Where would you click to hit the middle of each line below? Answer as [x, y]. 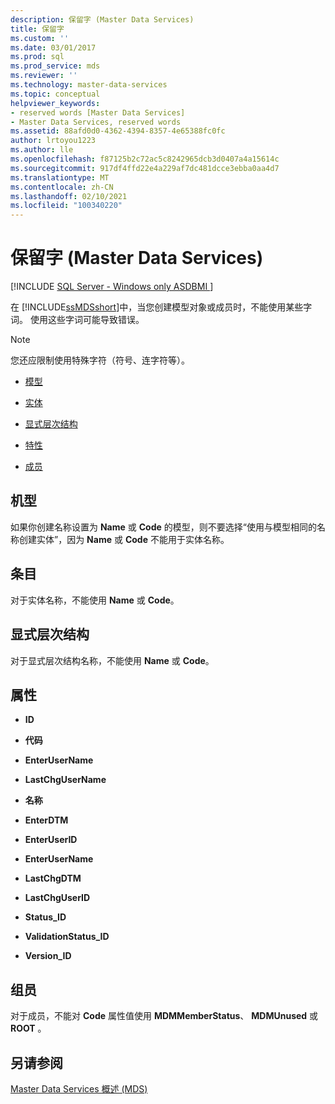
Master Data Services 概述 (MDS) [79, 1088]
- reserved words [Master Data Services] [98, 112]
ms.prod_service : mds [55, 66]
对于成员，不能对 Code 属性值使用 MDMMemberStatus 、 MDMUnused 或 [164, 1016]
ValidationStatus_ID [67, 937]
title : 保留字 [37, 29]
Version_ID [48, 956]
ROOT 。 [28, 1028]
